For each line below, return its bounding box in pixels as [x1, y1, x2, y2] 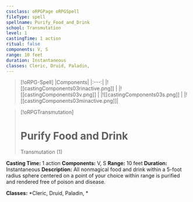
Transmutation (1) [20, 148, 63, 155]
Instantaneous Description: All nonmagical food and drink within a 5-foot [6, 166, 182, 173]
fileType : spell [6, 14, 45, 20]
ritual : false [6, 41, 41, 47]
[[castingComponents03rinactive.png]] [20, 85, 115, 92]
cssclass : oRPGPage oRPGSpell [6, 8, 80, 15]
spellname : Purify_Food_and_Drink [6, 19, 90, 25]
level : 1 [6, 30, 27, 36]
